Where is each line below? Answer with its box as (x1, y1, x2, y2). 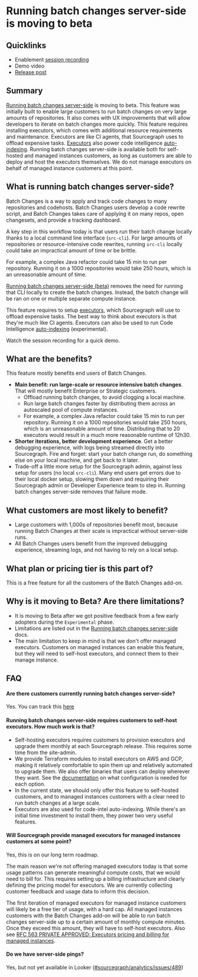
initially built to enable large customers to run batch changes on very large (6, 108, 187, 115)
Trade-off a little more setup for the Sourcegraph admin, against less (14, 463, 182, 470)
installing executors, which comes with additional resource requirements (6, 126, 183, 134)
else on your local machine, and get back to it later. (14, 456, 139, 464)
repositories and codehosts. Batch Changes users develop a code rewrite (6, 203, 185, 211)
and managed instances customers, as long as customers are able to (24, 152, 192, 159)
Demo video (14, 62, 45, 69)
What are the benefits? (6, 354, 93, 364)
